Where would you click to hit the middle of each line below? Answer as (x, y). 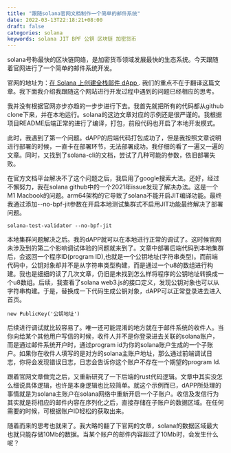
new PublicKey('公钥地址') (44, 314)
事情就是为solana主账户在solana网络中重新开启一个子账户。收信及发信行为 (113, 394)
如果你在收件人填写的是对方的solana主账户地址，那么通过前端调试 (113, 354)
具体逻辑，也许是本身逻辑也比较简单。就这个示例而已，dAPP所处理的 (123, 386)
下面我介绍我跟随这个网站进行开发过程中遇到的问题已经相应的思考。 (121, 92)
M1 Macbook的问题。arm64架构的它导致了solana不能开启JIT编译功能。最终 (114, 196)
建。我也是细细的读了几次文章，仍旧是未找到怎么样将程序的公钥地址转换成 (112, 274)
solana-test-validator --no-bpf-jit (59, 226)
